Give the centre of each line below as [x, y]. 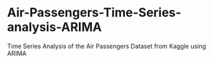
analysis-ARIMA [54, 27]
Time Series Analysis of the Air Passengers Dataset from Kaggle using [106, 46]
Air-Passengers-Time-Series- [94, 13]
